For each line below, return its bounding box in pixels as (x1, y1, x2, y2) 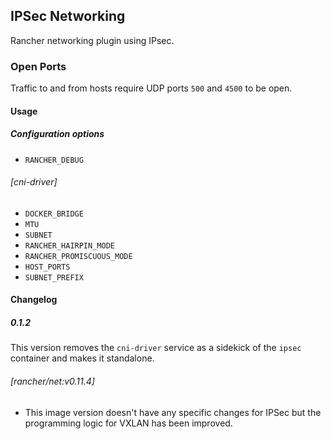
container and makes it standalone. (10, 352, 155, 364)
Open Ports (10, 59, 67, 73)
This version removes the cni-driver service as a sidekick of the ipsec (10, 342, 302, 354)
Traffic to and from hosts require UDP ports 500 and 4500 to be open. (10, 82, 293, 94)
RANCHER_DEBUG (24, 155, 84, 165)
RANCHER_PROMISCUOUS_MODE (24, 251, 133, 261)
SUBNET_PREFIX (24, 272, 84, 283)
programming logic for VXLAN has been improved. (24, 417, 233, 429)
